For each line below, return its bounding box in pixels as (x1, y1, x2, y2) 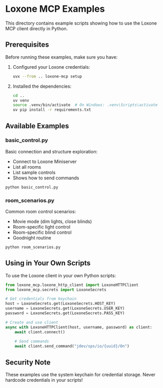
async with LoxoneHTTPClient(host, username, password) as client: (5, 324, 153, 330)
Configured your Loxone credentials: (12, 64, 91, 70)
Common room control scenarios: (5, 208, 76, 214)
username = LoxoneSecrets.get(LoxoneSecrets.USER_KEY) (5, 306, 125, 311)
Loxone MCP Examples (5, 3, 105, 15)
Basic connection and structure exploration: (5, 148, 98, 154)
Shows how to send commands (12, 175, 79, 181)
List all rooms (12, 164, 42, 170)
